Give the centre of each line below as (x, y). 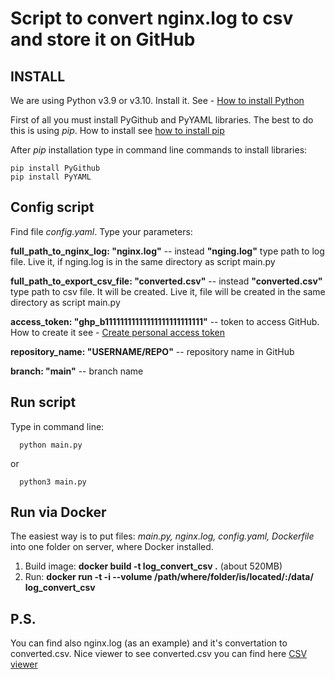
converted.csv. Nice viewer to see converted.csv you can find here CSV (159, 654)
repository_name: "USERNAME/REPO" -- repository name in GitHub (152, 351)
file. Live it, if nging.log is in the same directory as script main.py (143, 261)
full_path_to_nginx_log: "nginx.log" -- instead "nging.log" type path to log (167, 251)
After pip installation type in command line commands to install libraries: (159, 150)
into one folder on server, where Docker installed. (112, 547)
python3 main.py (53, 482)
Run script (43, 402)
